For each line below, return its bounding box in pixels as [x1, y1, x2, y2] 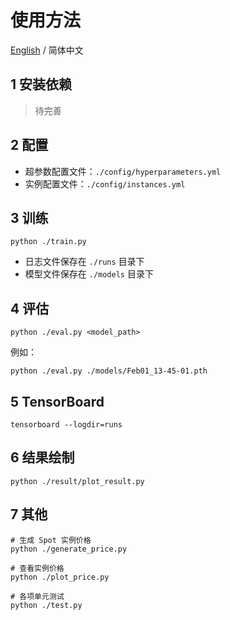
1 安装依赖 [10, 76, 73, 93]
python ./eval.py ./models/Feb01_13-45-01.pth [10, 366, 208, 376]
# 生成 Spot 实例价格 [10, 535, 92, 545]
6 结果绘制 [10, 449, 75, 466]
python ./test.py [10, 600, 83, 610]
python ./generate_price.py [10, 544, 128, 554]
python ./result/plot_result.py [10, 476, 145, 486]
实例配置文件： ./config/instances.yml [24, 177, 186, 190]
